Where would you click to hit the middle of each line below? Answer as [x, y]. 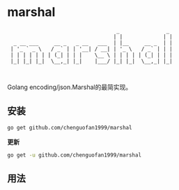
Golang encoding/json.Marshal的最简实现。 [70, 87]
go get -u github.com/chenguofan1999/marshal [74, 155]
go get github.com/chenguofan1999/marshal [70, 127]
